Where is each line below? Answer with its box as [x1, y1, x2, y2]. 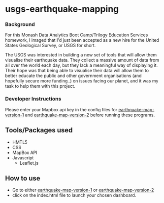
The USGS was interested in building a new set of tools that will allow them [5, 52, 157, 58]
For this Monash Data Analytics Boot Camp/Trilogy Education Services [5, 32, 148, 38]
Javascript [12, 154, 34, 160]
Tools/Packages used [5, 126, 73, 134]
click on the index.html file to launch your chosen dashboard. [12, 192, 136, 198]
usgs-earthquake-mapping [5, 3, 119, 15]
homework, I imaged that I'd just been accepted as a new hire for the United [5, 37, 159, 43]
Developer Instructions [5, 96, 62, 102]
